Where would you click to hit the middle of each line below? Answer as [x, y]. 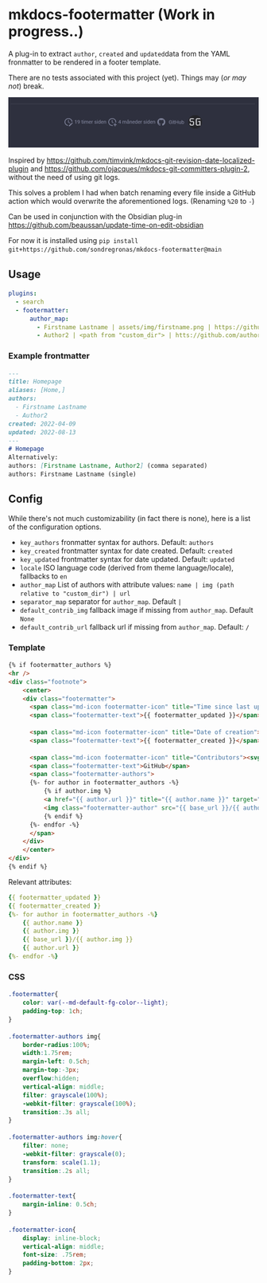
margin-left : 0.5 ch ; [56, 1061]
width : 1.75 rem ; [48, 1053]
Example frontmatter [49, 356]
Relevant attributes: [40, 881]
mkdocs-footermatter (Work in [112, 15]
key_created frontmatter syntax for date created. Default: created [126, 551]
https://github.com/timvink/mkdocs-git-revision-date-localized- [151, 160]
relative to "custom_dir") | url [75, 594]
